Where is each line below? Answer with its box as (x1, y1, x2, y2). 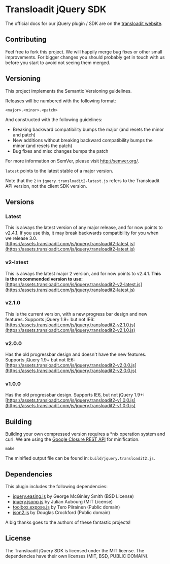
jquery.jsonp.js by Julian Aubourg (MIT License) (12, 499, 113, 505)
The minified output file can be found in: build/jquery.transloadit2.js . (5, 455, 155, 461)
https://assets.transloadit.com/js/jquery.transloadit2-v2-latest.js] (7, 281, 143, 287)
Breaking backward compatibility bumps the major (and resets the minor (12, 126, 164, 132)
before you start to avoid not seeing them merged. (5, 60, 111, 66)
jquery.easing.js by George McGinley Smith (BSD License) (12, 493, 134, 499)
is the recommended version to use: (5, 276, 83, 282)
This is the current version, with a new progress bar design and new (5, 311, 148, 317)
